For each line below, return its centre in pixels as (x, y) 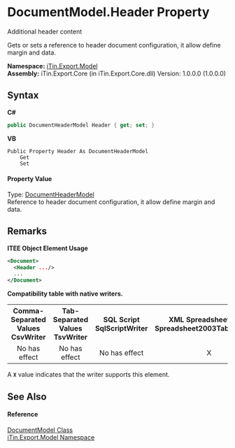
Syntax (23, 95)
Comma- (28, 311)
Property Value (30, 179)
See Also (27, 397)
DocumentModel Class (40, 430)
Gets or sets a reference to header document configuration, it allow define (114, 45)
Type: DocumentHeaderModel (51, 194)
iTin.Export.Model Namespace (51, 437)
